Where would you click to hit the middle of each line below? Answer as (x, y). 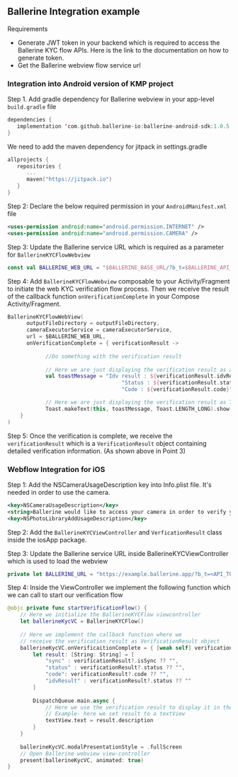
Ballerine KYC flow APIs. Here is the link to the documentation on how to (123, 50)
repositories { (39, 166)
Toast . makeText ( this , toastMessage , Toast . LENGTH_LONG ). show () (140, 409)
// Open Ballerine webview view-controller (85, 754)
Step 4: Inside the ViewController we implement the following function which (119, 588)
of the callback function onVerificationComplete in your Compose (103, 296)
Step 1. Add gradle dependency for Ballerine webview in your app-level (111, 100)
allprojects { (28, 159)
